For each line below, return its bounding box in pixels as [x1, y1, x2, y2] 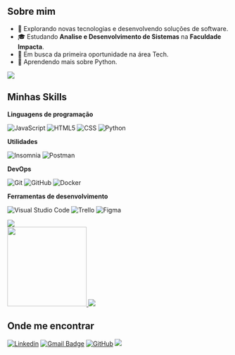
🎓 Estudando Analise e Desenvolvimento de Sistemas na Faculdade [17, 32, 222, 41]
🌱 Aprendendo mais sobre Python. [17, 57, 118, 66]
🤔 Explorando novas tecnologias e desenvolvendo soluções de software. [17, 24, 229, 32]
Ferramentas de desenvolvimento [7, 192, 108, 200]
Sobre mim [7, 6, 56, 18]
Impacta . [17, 42, 44, 51]
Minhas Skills [7, 91, 68, 103]
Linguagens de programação [7, 109, 94, 119]
